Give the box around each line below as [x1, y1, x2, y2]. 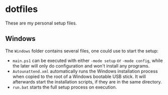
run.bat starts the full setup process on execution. [12, 84, 117, 90]
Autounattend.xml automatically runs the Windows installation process [12, 68, 158, 74]
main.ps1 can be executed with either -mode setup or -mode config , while [12, 57, 163, 63]
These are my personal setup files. [5, 20, 77, 26]
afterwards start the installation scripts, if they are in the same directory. [12, 78, 162, 84]
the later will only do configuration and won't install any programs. [12, 62, 150, 68]
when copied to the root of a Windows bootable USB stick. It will [12, 73, 146, 79]
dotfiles [5, 3, 38, 15]
